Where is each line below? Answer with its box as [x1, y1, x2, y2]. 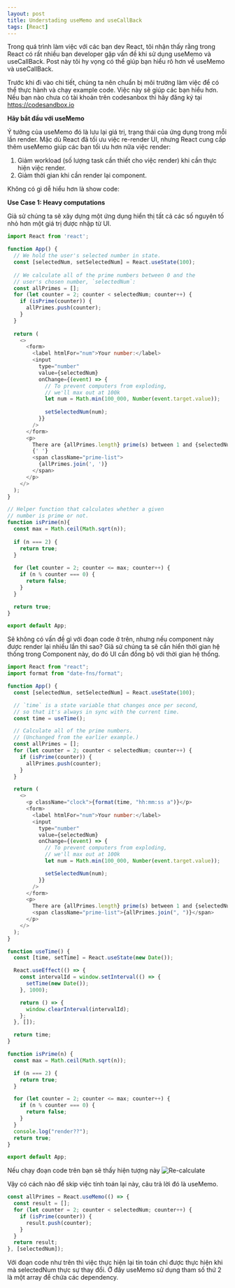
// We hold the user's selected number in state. [13, 252, 161, 259]
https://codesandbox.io [7, 101, 75, 109]
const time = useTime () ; [13, 715, 86, 722]
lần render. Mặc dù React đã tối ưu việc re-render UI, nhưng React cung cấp [7, 135, 226, 144]
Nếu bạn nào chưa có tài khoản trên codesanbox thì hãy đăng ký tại [7, 93, 203, 102]
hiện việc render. [17, 164, 66, 172]
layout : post [7, 10, 45, 18]
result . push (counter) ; [25, 1219, 92, 1226]
